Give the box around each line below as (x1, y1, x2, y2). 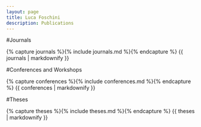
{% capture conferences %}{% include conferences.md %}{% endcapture (6, 78, 191, 85)
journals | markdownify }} (6, 55, 69, 62)
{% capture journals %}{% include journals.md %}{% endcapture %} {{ (6, 48, 184, 55)
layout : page (6, 8, 39, 15)
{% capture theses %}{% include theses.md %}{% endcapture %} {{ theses (6, 108, 195, 115)
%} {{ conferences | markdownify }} (6, 84, 96, 91)
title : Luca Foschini (6, 14, 61, 20)
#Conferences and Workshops (6, 66, 82, 73)
